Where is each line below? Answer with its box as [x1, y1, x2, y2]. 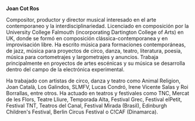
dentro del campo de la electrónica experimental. [6, 66, 125, 72]
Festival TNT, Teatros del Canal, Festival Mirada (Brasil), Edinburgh [6, 102, 167, 109]
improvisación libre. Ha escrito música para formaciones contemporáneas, [6, 41, 186, 48]
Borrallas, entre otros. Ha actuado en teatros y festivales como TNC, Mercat [6, 90, 189, 96]
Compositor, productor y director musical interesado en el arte [6, 16, 156, 23]
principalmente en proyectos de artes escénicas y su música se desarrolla [6, 60, 186, 67]
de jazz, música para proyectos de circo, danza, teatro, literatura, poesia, [6, 47, 183, 54]
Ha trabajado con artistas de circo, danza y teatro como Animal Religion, [6, 77, 181, 84]
